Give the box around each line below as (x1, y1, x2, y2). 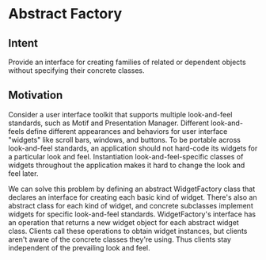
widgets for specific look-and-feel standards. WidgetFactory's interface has (8, 209, 256, 219)
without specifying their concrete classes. (8, 66, 145, 75)
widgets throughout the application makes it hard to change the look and (8, 160, 245, 170)
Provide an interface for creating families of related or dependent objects (8, 57, 247, 67)
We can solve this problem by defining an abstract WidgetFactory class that (8, 184, 256, 193)
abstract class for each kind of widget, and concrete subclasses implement (8, 201, 253, 210)
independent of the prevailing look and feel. (8, 243, 150, 252)
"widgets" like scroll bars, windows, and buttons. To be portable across (8, 135, 241, 144)
